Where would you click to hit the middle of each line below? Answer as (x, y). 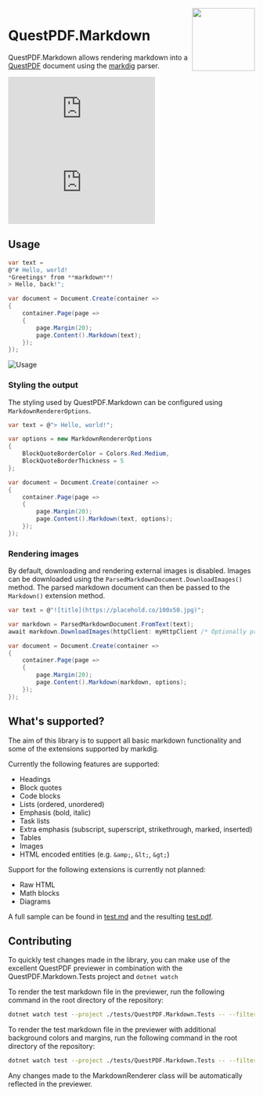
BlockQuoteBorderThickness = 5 (73, 461)
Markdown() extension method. (57, 596)
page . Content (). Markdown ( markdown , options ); (112, 682)
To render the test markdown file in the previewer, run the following (117, 992)
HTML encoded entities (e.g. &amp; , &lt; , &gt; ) (94, 854)
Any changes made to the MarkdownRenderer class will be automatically (125, 1076)
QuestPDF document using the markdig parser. (84, 65)
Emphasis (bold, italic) (55, 813)
